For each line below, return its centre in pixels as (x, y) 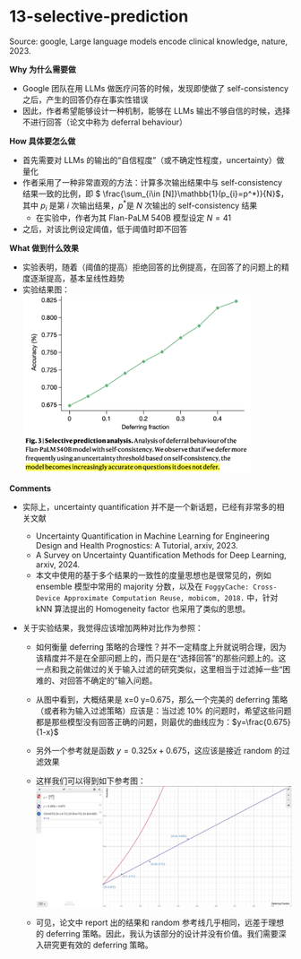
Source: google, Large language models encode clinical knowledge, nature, (149, 41)
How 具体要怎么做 (43, 141)
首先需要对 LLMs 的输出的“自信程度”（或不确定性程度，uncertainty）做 (153, 160)
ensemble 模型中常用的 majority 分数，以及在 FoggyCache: (142, 586)
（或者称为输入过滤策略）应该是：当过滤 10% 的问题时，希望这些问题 (163, 711)
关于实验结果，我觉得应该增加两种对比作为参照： (112, 627)
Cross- (265, 587)
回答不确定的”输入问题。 (112, 680)
